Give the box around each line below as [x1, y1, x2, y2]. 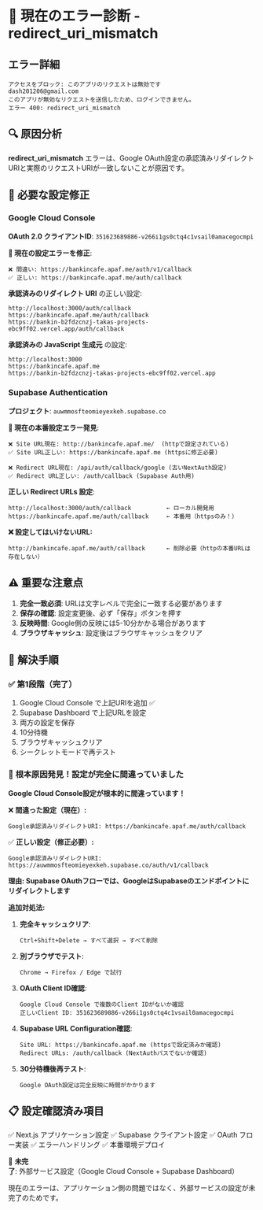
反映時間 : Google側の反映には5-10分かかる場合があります [19, 618, 206, 627]
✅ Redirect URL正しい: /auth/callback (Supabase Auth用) [8, 472, 195, 480]
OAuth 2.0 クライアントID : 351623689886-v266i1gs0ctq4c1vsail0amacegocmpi [8, 231, 254, 241]
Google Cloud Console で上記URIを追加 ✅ [19, 698, 155, 708]
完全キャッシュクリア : [19, 919, 91, 929]
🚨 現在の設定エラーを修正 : [8, 248, 93, 257]
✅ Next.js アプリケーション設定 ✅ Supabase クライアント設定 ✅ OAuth [8, 1130, 238, 1140]
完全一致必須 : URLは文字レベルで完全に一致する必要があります [19, 598, 224, 608]
